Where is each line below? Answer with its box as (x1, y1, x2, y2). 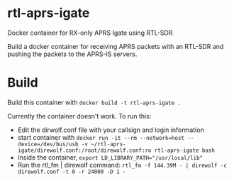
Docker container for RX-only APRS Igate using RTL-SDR (7, 28, 173, 37)
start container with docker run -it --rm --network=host (17, 133, 184, 141)
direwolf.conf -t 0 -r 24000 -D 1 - (17, 168, 126, 175)
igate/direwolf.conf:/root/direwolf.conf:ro (17, 147, 152, 154)
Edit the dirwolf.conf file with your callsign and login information (17, 126, 204, 134)
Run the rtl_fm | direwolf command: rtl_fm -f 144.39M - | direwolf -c (17, 160, 227, 169)
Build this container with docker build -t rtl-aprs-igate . (7, 98, 182, 106)
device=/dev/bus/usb (17, 141, 79, 148)
